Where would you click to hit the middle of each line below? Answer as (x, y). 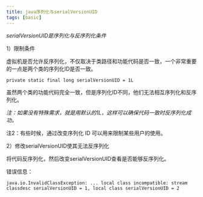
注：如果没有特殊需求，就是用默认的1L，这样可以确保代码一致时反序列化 (96, 112)
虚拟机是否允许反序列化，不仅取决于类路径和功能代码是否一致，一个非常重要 (101, 61)
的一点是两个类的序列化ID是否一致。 (51, 69)
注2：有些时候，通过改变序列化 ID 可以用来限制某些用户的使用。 (86, 133)
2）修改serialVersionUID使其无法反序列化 (58, 146)
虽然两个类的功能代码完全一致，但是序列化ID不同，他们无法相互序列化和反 (99, 92)
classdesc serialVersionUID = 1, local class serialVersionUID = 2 (93, 188)
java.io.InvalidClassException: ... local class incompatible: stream (97, 183)
